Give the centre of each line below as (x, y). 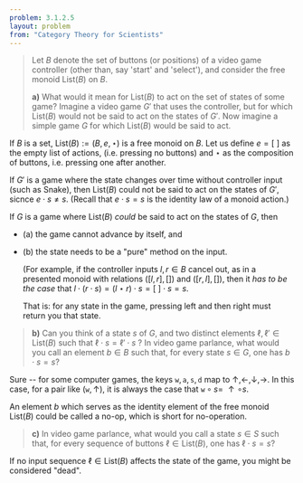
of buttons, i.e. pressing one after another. (88, 163)
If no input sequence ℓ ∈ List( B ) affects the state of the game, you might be (150, 461)
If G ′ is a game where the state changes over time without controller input (146, 180)
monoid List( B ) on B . (70, 80)
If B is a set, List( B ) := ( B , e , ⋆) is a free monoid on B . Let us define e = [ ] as (150, 143)
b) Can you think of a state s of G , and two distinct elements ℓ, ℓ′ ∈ (156, 333)
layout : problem (40, 26)
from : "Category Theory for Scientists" (87, 34)
